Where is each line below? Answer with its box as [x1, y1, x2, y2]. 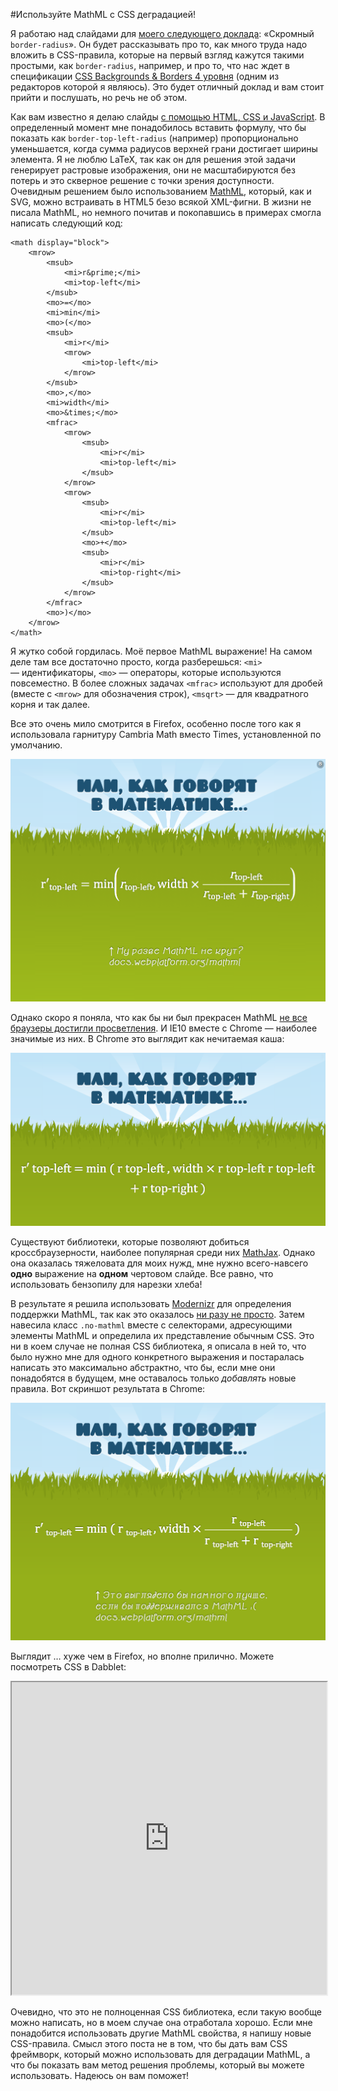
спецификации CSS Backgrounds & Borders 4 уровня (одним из [10, 70, 280, 82]
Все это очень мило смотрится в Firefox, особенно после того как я [10, 718, 302, 729]
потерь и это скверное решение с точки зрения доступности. [10, 175, 275, 186]
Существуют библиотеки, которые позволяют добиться [10, 1235, 250, 1248]
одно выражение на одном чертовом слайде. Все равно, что [10, 1267, 274, 1279]
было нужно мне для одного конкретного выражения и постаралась [10, 1350, 305, 1363]
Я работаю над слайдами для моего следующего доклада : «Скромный [10, 28, 315, 39]
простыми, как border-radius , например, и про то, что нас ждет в [10, 60, 290, 71]
